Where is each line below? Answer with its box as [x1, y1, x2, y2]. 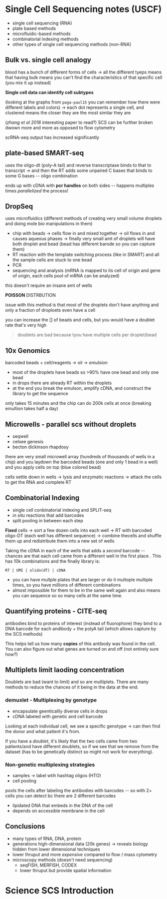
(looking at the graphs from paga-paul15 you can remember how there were [5, 99, 161, 105]
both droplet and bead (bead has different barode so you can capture [12, 241, 156, 247]
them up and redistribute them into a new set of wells [5, 538, 115, 544]
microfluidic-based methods [12, 30, 71, 36]
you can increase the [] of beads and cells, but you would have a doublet [5, 317, 155, 323]
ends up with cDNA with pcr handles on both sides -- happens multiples [5, 182, 155, 188]
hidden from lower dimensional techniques [12, 846, 101, 852]
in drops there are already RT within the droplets [12, 380, 112, 386]
